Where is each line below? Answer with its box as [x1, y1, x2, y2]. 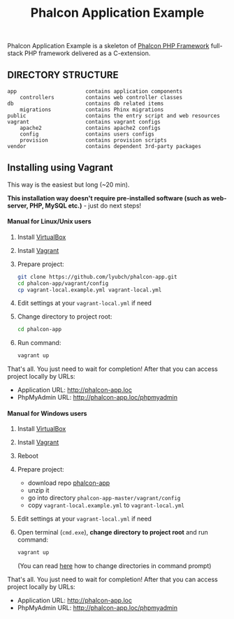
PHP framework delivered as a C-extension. [24, 49, 151, 57]
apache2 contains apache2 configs [20, 124, 161, 131]
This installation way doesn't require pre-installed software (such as [7, 194, 210, 202]
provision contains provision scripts [20, 136, 168, 144]
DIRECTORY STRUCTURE [7, 69, 119, 81]
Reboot [17, 452, 38, 460]
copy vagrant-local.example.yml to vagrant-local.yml [27, 501, 185, 509]
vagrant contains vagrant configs [7, 118, 161, 125]
